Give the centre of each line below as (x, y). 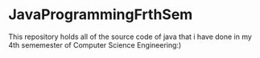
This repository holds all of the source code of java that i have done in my (130, 37)
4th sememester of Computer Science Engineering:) (95, 44)
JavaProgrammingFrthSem (101, 15)
